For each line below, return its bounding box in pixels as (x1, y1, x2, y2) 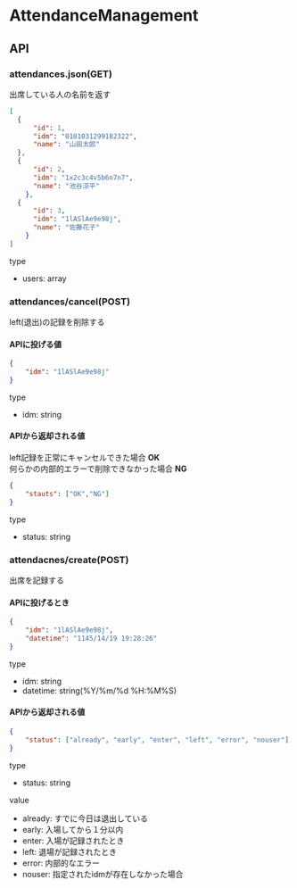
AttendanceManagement (9, 5, 199, 26)
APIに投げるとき (9, 597, 70, 608)
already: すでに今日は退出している (21, 813, 149, 824)
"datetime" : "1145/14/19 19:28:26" (25, 634, 158, 643)
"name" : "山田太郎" (32, 140, 101, 149)
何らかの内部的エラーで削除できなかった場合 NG (9, 463, 187, 474)
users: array (21, 273, 67, 284)
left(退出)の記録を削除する (9, 317, 105, 328)
